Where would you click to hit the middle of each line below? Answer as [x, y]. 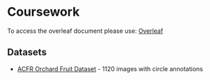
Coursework [44, 12]
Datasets [27, 52]
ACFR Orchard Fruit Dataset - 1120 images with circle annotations [110, 68]
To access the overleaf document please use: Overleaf [85, 31]
